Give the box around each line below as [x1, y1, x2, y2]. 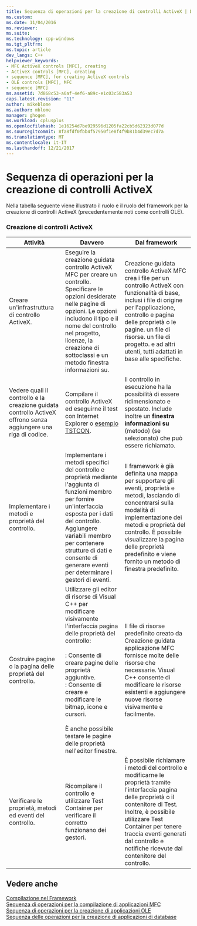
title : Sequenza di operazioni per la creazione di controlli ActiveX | [6, 8, 188, 15]
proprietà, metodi [9, 804, 57, 812]
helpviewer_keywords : [6, 58, 59, 63]
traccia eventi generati [124, 829, 186, 837]
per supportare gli [124, 476, 174, 484]
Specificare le [65, 285, 104, 293]
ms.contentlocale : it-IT [6, 139, 67, 146]
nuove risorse [124, 695, 162, 703]
